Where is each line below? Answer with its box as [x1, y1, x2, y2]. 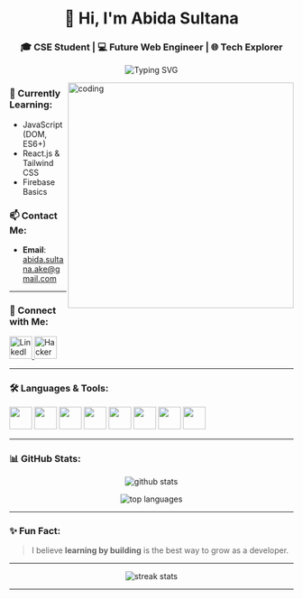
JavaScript [22, 119, 63, 130]
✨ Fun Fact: [9, 524, 61, 537]
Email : [22, 244, 47, 255]
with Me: [9, 316, 49, 327]
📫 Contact [9, 209, 58, 222]
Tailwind [22, 157, 54, 168]
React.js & [22, 148, 60, 159]
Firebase [22, 176, 56, 188]
